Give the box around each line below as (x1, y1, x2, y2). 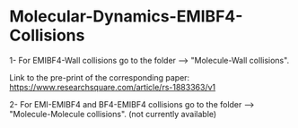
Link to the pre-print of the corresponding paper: (9, 72, 190, 82)
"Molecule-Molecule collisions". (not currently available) (9, 108, 217, 119)
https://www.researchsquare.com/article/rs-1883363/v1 (9, 81, 216, 92)
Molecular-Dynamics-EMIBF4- (9, 6, 243, 27)
